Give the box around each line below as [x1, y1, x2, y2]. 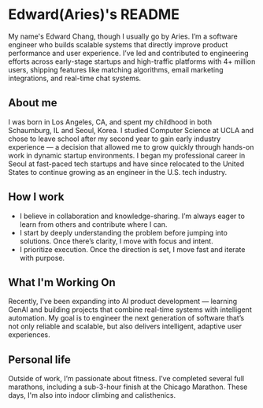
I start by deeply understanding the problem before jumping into [19, 228, 228, 237]
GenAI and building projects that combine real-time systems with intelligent [8, 305, 252, 314]
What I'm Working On [8, 276, 116, 289]
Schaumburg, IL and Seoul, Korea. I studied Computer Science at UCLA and [8, 125, 254, 135]
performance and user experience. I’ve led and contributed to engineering [8, 48, 250, 57]
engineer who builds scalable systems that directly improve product [8, 39, 228, 49]
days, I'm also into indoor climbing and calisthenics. [8, 391, 176, 400]
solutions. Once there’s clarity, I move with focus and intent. [19, 236, 214, 246]
